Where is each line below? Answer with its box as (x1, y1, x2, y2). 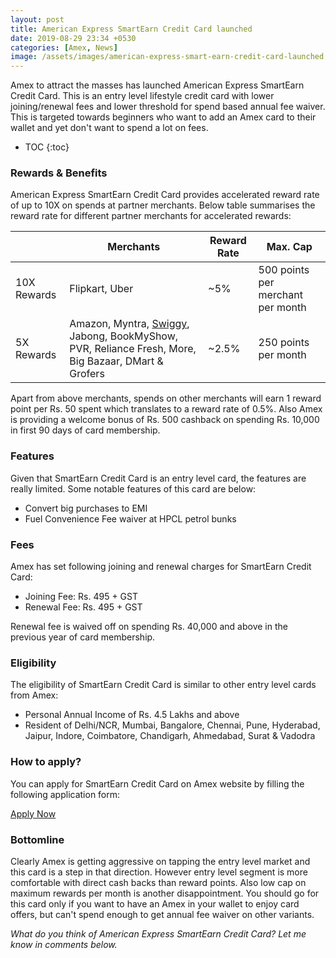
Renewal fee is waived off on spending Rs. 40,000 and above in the (10, 621, 288, 633)
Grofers (69, 367, 105, 381)
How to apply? (10, 755, 82, 769)
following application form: (10, 788, 121, 800)
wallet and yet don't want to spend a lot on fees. (10, 122, 209, 134)
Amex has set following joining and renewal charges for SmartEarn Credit (10, 561, 312, 573)
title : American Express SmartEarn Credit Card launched (10, 24, 253, 34)
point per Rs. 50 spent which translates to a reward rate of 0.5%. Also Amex (10, 403, 323, 415)
